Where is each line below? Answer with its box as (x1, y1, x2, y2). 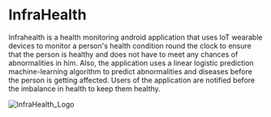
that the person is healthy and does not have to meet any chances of (8, 49, 239, 59)
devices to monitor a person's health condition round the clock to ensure (8, 40, 252, 50)
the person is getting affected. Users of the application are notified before (8, 75, 256, 85)
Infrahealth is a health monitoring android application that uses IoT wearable (8, 32, 263, 42)
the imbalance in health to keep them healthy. (8, 83, 161, 94)
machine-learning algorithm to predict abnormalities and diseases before (8, 66, 253, 76)
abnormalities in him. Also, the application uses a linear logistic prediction (8, 58, 254, 68)
